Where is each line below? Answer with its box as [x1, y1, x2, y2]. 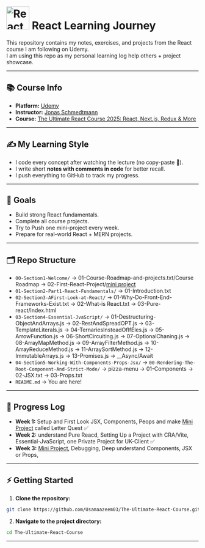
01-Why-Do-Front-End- [113, 294, 173, 301]
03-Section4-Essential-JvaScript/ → [15, 313, 110, 320]
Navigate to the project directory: [15, 517, 102, 525]
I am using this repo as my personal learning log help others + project [6, 52, 181, 59]
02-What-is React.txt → [77, 300, 136, 308]
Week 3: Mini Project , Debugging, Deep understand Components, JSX [15, 445, 192, 452]
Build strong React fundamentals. [15, 211, 99, 218]
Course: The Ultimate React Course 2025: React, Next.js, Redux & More [15, 115, 196, 122]
